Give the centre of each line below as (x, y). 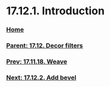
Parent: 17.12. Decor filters (45, 46)
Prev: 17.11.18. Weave (37, 61)
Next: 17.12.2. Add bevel (41, 77)
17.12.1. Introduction (55, 11)
